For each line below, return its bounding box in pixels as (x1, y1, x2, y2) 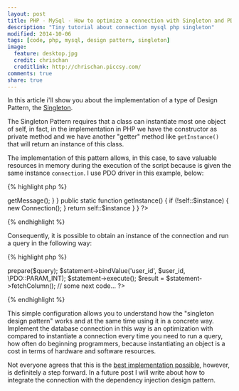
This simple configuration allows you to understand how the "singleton (7, 309, 215, 318)
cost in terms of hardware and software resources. (7, 347, 156, 355)
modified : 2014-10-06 (7, 30, 72, 38)
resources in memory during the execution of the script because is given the (7, 161, 232, 170)
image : (7, 43, 27, 50)
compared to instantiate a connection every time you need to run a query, (7, 332, 223, 341)
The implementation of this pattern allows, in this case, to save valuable (7, 154, 217, 162)
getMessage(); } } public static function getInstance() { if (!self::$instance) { (7, 196, 229, 205)
